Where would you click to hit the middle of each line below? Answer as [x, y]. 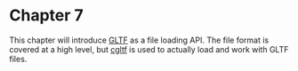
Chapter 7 [47, 16]
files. [18, 59]
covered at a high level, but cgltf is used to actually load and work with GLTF [149, 49]
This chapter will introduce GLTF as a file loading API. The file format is [139, 40]
